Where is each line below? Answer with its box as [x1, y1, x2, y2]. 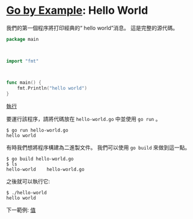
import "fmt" [6, 58, 39, 64]
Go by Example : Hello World [6, 4, 149, 17]
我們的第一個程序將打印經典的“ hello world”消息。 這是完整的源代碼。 [6, 24, 179, 31]
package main [6, 36, 39, 42]
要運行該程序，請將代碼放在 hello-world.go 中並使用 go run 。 [6, 116, 161, 123]
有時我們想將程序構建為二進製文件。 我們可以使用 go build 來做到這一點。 [6, 144, 191, 151]
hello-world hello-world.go [6, 167, 85, 173]
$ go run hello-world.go [6, 128, 69, 134]
